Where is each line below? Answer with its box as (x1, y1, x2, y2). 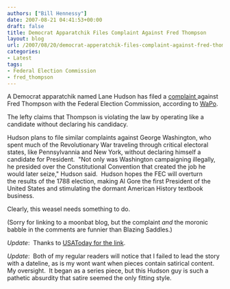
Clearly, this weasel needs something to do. (7, 205, 131, 213)
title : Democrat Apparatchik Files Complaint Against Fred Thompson (7, 29, 207, 36)
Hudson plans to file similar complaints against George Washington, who (7, 134, 212, 142)
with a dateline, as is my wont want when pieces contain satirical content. (7, 260, 214, 268)
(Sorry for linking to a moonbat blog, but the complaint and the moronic (7, 218, 209, 227)
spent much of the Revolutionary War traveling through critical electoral (7, 141, 209, 149)
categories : (7, 49, 41, 55)
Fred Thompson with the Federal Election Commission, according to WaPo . (7, 100, 218, 108)
